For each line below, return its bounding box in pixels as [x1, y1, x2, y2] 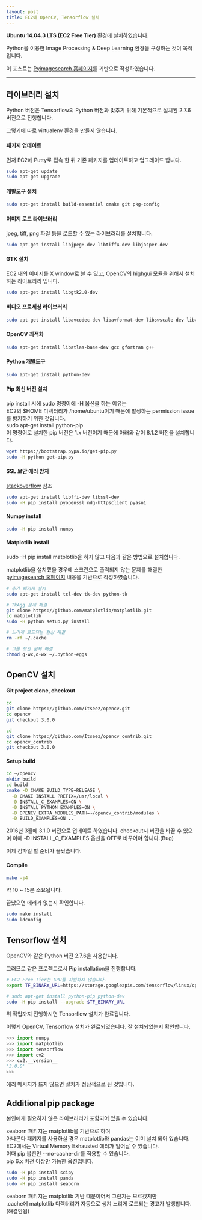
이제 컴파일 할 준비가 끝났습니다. [6, 847, 82, 855]
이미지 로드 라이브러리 [6, 215, 58, 222]
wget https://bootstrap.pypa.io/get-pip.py [6, 448, 117, 454]
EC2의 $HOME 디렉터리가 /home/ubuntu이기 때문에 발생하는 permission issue [6, 407, 194, 415]
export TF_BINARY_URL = [6, 982, 63, 989]
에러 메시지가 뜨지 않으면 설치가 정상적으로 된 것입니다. [6, 1080, 135, 1088]
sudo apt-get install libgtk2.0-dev [6, 289, 98, 295]
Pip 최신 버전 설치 [6, 385, 47, 392]
